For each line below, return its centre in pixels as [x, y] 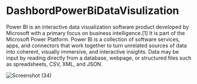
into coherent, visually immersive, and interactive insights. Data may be [93, 51]
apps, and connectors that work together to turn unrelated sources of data [96, 45]
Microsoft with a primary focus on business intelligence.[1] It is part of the [96, 33]
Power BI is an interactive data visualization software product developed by [98, 27]
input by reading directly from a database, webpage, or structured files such [99, 58]
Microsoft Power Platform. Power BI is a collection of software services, [93, 39]
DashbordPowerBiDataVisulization [93, 11]
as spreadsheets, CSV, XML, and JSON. [55, 64]
